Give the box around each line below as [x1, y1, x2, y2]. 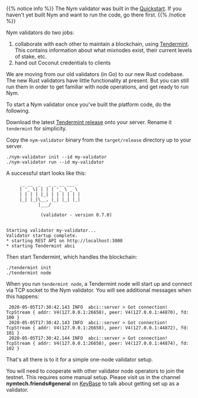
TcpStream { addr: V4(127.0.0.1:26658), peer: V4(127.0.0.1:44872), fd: [6, 325, 189, 331]
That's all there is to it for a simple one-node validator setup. [6, 356, 154, 363]
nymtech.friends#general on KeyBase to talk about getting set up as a [6, 380, 179, 387]
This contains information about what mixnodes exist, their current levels [14, 47, 192, 54]
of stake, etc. [14, 53, 47, 60]
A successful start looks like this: [6, 169, 87, 177]
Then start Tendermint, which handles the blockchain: [6, 253, 138, 260]
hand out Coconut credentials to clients [14, 59, 111, 66]
